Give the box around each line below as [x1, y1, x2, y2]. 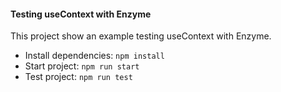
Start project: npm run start [24, 60, 140, 72]
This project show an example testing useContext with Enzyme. [10, 30, 272, 42]
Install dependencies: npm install [24, 50, 165, 62]
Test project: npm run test [24, 71, 133, 83]
